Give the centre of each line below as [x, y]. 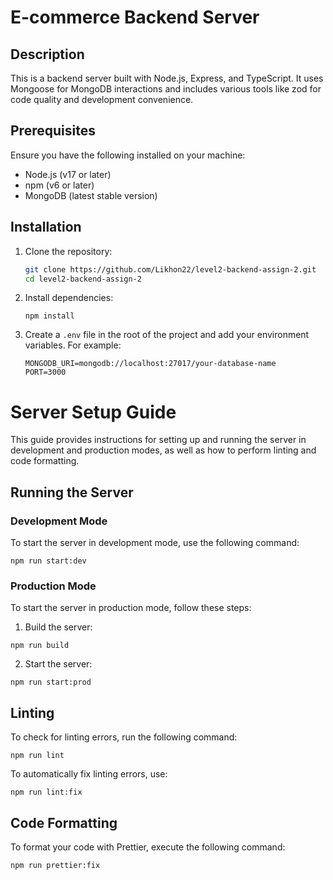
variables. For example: [73, 345]
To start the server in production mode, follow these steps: [131, 608]
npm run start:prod [51, 682]
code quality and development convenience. [102, 99]
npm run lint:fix [46, 792]
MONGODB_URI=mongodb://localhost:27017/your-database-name [150, 364]
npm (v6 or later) [59, 185]
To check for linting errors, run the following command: [124, 737]
